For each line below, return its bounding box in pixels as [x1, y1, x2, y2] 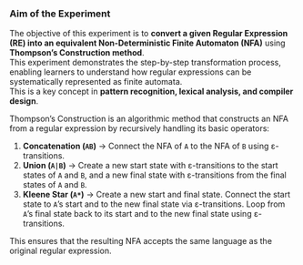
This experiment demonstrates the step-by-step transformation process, [9, 57, 282, 68]
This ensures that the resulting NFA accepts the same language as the [9, 236, 273, 247]
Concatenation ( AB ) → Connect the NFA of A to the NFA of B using [22, 140, 269, 152]
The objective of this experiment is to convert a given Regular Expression [9, 28, 288, 39]
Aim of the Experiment [9, 7, 111, 20]
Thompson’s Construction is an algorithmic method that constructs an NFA [9, 113, 289, 125]
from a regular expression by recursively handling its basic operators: [9, 123, 270, 134]
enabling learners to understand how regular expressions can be [9, 66, 252, 77]
